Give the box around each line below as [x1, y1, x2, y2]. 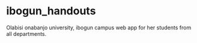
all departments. [6, 30, 47, 37]
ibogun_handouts [6, 4, 96, 18]
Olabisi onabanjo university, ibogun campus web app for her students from [6, 24, 192, 31]
